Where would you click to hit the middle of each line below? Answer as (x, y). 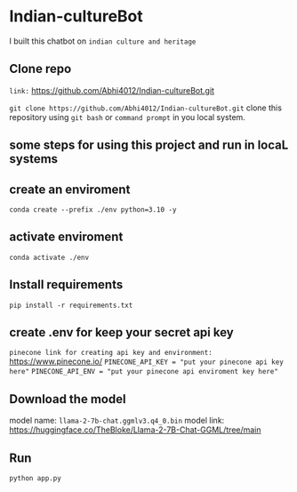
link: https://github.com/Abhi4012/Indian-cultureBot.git (112, 90)
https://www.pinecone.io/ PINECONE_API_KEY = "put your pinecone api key (147, 361)
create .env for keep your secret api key (121, 332)
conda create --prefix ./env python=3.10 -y (93, 210)
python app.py (36, 479)
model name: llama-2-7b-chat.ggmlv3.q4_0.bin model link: (117, 421)
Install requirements (66, 285)
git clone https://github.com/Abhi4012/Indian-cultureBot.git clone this (146, 108)
